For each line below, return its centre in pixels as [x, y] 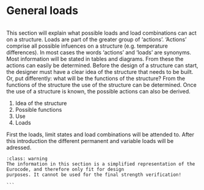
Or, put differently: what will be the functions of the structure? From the [96, 78]
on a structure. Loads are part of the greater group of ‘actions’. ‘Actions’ [97, 39]
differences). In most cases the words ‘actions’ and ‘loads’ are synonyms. [99, 52]
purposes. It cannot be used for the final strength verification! [94, 175]
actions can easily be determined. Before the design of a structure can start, [102, 65]
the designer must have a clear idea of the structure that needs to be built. [100, 71]
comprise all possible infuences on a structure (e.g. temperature [87, 46]
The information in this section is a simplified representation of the [101, 164]
